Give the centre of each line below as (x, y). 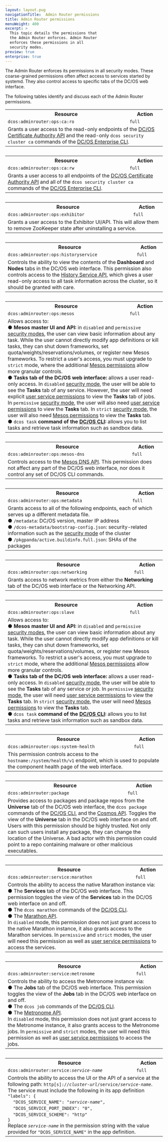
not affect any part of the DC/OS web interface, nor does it (76, 468)
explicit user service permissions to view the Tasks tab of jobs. (81, 397)
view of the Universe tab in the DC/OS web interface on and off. (83, 820)
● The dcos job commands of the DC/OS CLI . (61, 1006)
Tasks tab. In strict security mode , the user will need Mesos (79, 702)
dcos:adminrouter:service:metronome (51, 974)
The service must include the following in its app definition (76, 1091)
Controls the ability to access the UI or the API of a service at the (83, 1078)
